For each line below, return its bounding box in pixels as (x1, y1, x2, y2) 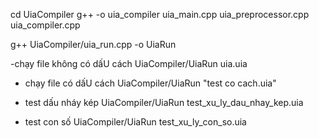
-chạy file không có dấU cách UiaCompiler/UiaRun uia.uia (10, 58, 248, 69)
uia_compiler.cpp (10, 19, 81, 31)
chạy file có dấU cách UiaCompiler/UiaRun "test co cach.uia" (24, 77, 277, 89)
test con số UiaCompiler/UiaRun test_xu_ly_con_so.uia (24, 116, 247, 128)
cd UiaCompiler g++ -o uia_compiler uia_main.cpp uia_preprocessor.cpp (10, 9, 310, 20)
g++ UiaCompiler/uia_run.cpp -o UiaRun (10, 39, 177, 50)
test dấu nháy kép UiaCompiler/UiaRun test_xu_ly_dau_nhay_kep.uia (24, 97, 304, 108)
